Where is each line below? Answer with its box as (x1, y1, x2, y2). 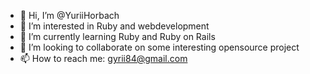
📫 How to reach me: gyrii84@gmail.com (19, 53, 188, 64)
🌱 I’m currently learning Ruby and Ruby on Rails (19, 31, 216, 42)
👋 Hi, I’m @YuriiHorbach (19, 10, 120, 21)
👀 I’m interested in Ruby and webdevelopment (19, 20, 210, 32)
